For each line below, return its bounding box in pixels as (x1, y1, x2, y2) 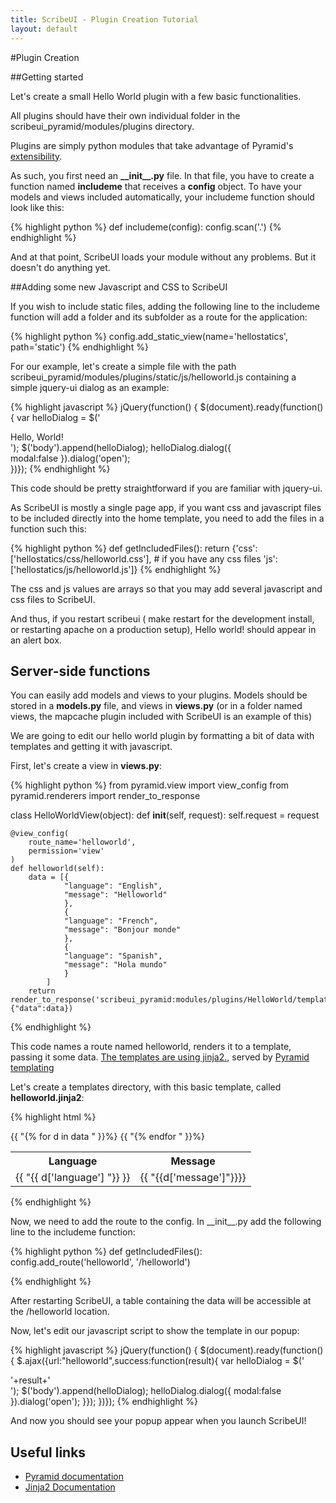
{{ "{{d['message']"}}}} (139, 1171, 247, 1185)
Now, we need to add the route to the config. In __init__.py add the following (10, 1216, 322, 1228)
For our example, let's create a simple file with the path (10, 360, 237, 372)
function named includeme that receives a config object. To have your (10, 180, 303, 192)
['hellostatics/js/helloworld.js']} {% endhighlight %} (10, 563, 222, 575)
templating (10, 1062, 55, 1074)
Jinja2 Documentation (24, 1481, 116, 1493)
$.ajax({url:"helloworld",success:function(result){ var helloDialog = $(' (16, 1355, 305, 1367)
